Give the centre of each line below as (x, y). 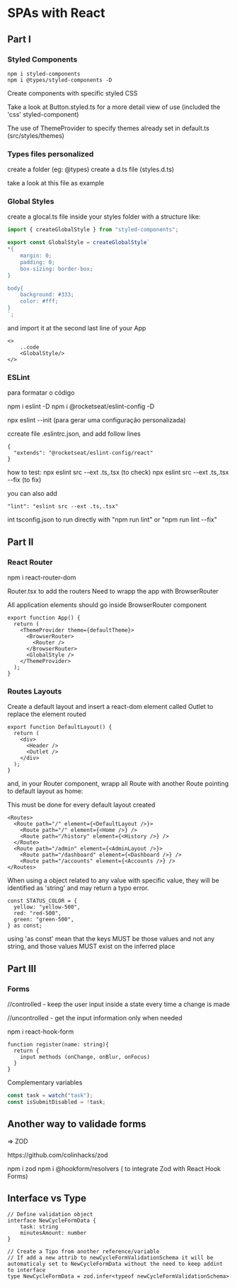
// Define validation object (50, 1215)
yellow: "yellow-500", (47, 907)
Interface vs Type (47, 1198)
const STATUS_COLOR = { (42, 901)
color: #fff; (39, 301)
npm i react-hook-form (41, 1032)
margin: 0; (36, 256)
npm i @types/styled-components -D (60, 80)
